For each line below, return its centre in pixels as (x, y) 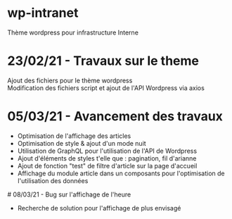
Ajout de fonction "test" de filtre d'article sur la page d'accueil (107, 165)
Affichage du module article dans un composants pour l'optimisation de (121, 173)
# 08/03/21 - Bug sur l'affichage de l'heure (69, 194)
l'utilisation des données (53, 180)
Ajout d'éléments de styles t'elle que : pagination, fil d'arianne (107, 158)
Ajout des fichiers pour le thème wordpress (70, 80)
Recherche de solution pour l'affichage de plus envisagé (99, 208)
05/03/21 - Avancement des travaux (115, 117)
